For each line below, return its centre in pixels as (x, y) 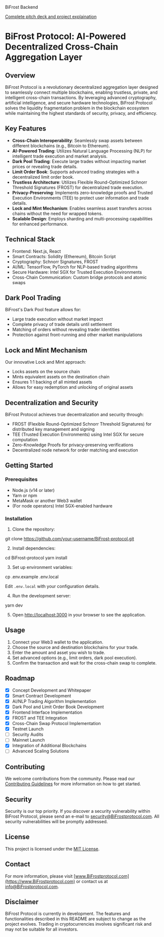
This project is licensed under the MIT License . (52, 849)
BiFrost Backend (22, 7)
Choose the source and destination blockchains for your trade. (75, 647)
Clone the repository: (34, 529)
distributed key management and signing (53, 429)
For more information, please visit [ (40, 876)
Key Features (26, 129)
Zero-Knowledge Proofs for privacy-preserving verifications (73, 445)
